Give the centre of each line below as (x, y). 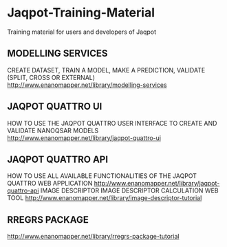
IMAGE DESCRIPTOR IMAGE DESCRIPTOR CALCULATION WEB (129, 190)
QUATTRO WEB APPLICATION (50, 184)
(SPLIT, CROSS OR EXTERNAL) (51, 77)
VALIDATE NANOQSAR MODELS (53, 130)
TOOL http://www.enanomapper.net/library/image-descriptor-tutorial (105, 198)
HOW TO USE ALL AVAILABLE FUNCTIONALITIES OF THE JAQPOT (102, 176)
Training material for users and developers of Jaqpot (82, 32)
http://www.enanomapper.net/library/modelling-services (87, 85)
